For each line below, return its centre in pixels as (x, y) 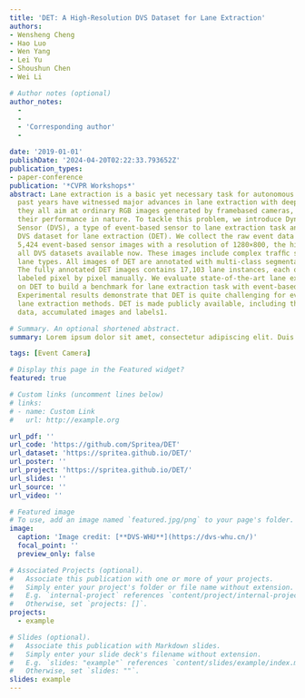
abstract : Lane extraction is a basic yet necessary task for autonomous (152, 194)
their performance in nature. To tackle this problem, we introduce (150, 220)
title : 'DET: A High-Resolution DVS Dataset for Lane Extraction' (138, 18)
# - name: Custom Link (52, 411)
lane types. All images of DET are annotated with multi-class (139, 261)
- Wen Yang (30, 52)
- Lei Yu (26, 60)
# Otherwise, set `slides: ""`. (75, 671)
